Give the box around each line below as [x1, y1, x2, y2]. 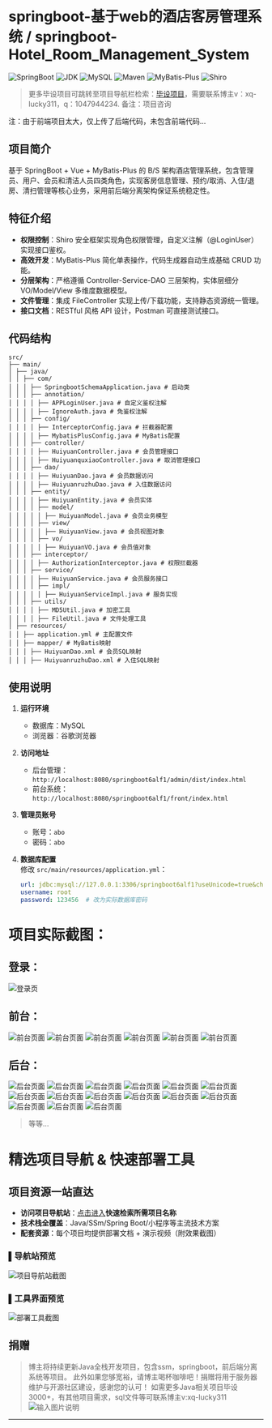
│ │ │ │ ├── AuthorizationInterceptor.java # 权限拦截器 [8, 559, 198, 567]
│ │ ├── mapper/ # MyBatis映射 [8, 639, 112, 648]
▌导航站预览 [8, 1251, 57, 1262]
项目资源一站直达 [8, 1185, 94, 1199]
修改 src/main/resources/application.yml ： [19, 865, 168, 874]
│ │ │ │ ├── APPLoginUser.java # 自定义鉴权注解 [8, 399, 168, 408]
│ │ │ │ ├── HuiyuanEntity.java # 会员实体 [8, 496, 152, 505]
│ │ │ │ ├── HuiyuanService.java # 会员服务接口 [8, 575, 168, 584]
